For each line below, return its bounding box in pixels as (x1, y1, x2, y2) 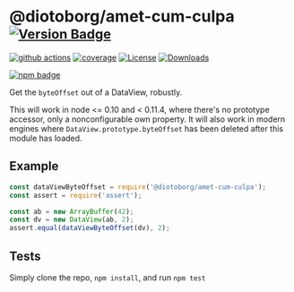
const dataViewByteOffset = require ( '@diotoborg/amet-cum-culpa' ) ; (9, 182, 267, 192)
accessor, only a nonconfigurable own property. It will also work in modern (9, 114, 286, 125)
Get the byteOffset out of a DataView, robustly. (9, 87, 183, 98)
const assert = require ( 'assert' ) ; (9, 191, 143, 200)
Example (9, 159, 59, 174)
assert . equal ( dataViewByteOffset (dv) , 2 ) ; (9, 224, 170, 233)
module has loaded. (9, 133, 82, 143)
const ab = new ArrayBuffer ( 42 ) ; (9, 207, 134, 216)
